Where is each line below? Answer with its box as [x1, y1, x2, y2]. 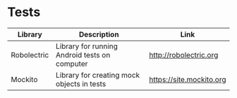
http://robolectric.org [149, 50, 219, 59]
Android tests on [55, 50, 111, 59]
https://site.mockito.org [149, 74, 226, 84]
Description [78, 29, 119, 39]
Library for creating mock [55, 70, 140, 80]
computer [55, 59, 88, 69]
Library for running [55, 41, 119, 51]
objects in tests [55, 78, 107, 88]
